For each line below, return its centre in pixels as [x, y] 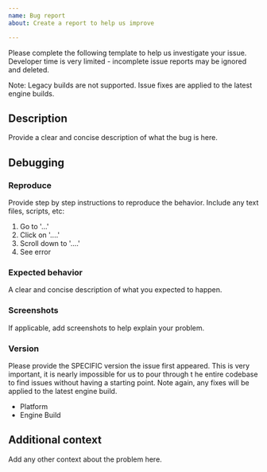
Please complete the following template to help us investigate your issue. [128, 53]
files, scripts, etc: [37, 211]
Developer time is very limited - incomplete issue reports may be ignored [128, 61]
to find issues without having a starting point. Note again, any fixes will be [129, 382]
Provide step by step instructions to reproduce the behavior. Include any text [133, 203]
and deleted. [29, 69]
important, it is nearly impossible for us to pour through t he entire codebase [133, 374]
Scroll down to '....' [50, 243]
